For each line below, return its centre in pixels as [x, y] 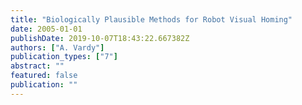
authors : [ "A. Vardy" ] [57, 47]
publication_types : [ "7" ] [64, 57]
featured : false [44, 76]
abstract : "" [37, 66]
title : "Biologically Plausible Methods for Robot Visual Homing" [151, 19]
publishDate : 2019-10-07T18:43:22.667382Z [100, 38]
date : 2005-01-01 [46, 29]
